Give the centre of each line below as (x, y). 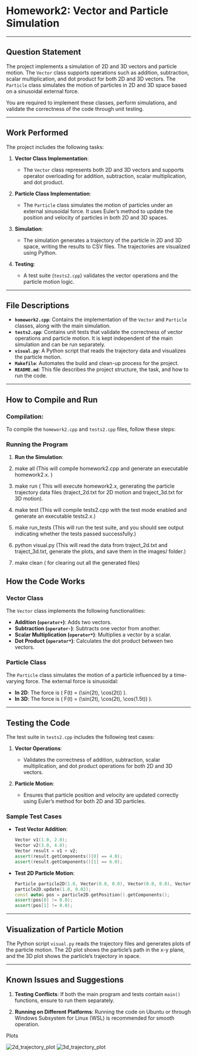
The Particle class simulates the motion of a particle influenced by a (89, 675)
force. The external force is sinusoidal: (72, 681)
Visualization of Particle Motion (65, 930)
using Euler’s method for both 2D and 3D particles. (84, 801)
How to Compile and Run (52, 399)
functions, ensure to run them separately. (64, 1000)
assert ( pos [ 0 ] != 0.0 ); (44, 900)
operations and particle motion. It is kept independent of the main (94, 338)
